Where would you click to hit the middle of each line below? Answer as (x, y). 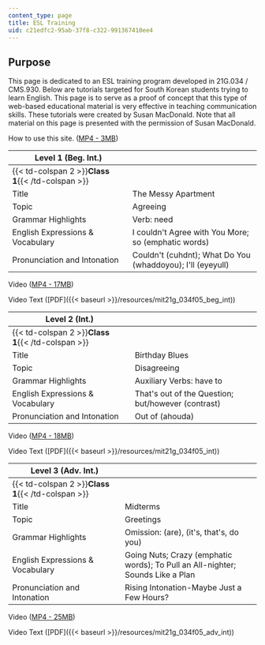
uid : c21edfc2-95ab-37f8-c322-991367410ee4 (81, 30)
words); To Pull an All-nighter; (181, 565)
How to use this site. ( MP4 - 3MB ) (63, 138)
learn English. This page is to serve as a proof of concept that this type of (128, 98)
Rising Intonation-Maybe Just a (183, 587)
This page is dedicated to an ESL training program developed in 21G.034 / (128, 81)
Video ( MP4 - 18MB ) (41, 436)
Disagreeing (157, 368)
